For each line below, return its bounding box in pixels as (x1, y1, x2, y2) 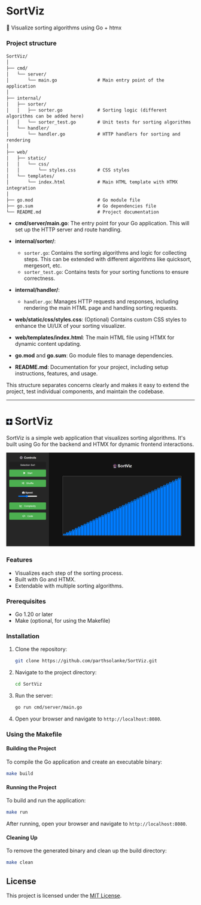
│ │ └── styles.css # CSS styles (6, 167, 130, 173)
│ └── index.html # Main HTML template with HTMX (6, 179, 178, 185)
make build (6, 771, 33, 777)
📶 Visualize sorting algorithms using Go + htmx (6, 24, 122, 31)
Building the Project (6, 745, 57, 752)
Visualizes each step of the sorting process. (14, 569, 124, 577)
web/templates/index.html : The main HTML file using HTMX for (14, 334, 175, 341)
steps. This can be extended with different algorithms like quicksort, (23, 256, 192, 263)
